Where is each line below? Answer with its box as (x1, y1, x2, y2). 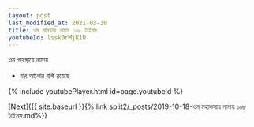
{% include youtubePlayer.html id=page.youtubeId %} (8, 87, 184, 96)
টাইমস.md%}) (8, 111, 47, 121)
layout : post (8, 11, 51, 20)
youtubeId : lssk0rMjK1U (8, 33, 87, 42)
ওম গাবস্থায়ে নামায (8, 55, 49, 65)
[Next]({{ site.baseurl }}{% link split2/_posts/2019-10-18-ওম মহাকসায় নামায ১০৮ (8, 102, 247, 111)
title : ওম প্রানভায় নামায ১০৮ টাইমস (8, 26, 97, 34)
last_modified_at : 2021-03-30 (8, 19, 108, 27)
